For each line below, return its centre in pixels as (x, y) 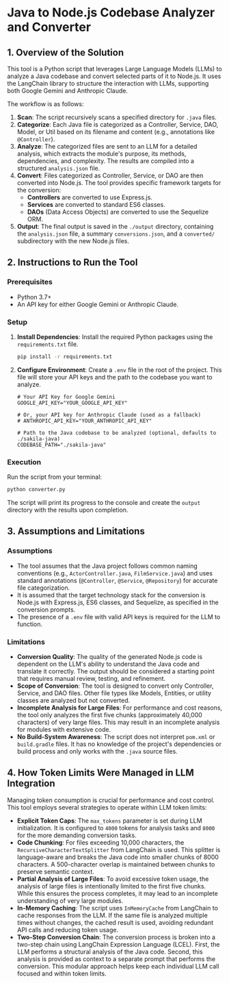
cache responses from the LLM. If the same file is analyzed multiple (112, 915)
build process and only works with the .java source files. (97, 751)
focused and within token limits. (62, 973)
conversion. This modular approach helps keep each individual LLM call (118, 966)
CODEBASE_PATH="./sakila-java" (62, 445)
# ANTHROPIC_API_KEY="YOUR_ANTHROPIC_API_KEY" (84, 421)
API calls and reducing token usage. (67, 930)
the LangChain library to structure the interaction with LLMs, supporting (108, 83)
